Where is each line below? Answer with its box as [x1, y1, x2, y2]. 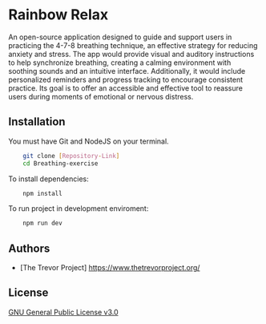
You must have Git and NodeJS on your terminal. [8, 136, 170, 146]
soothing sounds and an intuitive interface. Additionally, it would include [8, 66, 246, 75]
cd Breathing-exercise [22, 159, 99, 168]
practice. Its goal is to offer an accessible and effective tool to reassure [8, 83, 243, 93]
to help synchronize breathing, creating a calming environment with [8, 58, 232, 67]
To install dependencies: [8, 174, 90, 184]
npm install [22, 189, 62, 197]
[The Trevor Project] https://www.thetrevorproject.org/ [19, 263, 200, 273]
